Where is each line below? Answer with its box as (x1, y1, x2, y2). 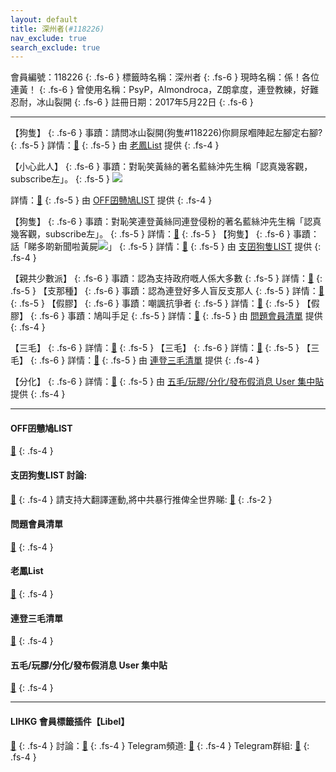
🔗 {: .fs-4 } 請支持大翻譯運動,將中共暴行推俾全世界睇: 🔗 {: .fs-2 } (10, 493, 273, 505)
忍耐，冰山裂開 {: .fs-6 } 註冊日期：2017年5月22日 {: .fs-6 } (10, 96, 254, 108)
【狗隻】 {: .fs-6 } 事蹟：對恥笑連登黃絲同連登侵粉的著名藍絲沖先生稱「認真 (10, 216, 322, 228)
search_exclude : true (10, 42, 101, 53)
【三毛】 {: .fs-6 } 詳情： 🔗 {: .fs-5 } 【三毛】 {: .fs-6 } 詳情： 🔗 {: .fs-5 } (10, 342, 300, 354)
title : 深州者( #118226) (10, 24, 105, 34)
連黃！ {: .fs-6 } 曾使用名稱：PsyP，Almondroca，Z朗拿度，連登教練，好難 (10, 84, 320, 96)
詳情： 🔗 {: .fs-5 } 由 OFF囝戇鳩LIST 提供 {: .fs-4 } (10, 194, 213, 206)
